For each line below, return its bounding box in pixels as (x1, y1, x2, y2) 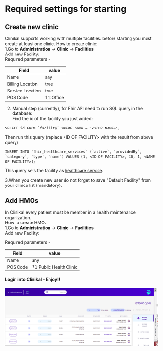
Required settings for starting (5, 3, 127, 15)
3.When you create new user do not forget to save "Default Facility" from (5, 177, 151, 183)
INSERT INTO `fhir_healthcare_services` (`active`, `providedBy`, (5, 149, 142, 154)
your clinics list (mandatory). (5, 183, 62, 188)
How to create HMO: (5, 220, 46, 225)
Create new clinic (5, 23, 59, 31)
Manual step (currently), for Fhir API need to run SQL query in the (12, 106, 143, 111)
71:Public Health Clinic (32, 264, 78, 270)
